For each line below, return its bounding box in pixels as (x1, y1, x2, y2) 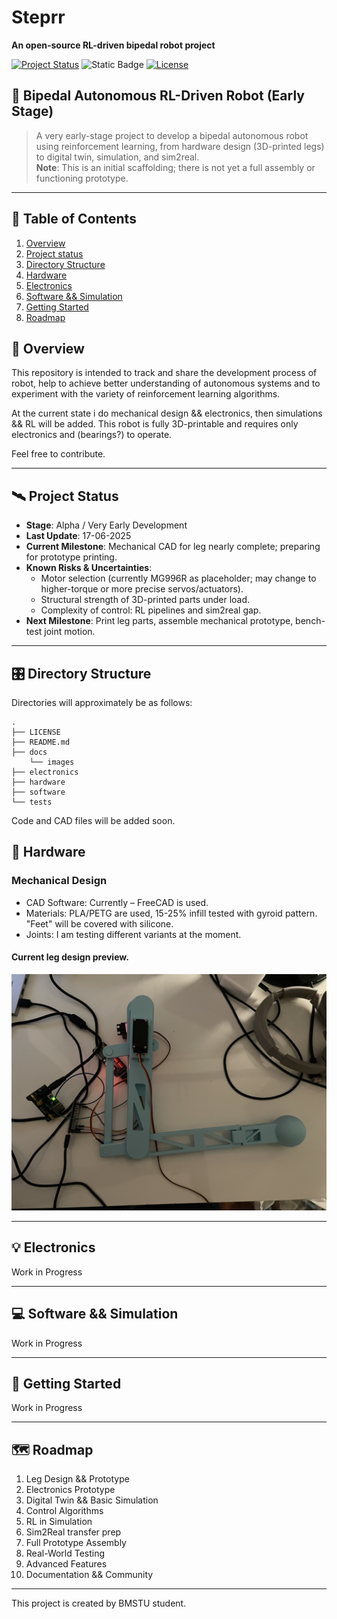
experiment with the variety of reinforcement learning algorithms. (11, 388, 281, 400)
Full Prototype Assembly (25, 1537, 127, 1549)
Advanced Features (25, 1558, 108, 1570)
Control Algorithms (25, 1505, 104, 1517)
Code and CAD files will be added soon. (11, 815, 176, 826)
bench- (295, 615, 326, 627)
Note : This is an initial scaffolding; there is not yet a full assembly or (35, 161, 316, 173)
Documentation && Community (25, 1569, 154, 1581)
